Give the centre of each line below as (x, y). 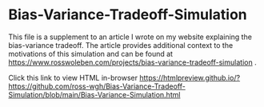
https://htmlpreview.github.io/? (190, 77)
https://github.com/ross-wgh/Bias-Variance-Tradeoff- (97, 86)
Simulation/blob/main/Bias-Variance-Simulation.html (94, 94)
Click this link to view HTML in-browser (73, 77)
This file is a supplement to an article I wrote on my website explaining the (130, 37)
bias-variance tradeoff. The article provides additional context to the (121, 45)
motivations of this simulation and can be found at (91, 53)
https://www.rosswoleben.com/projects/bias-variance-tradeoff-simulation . (133, 62)
